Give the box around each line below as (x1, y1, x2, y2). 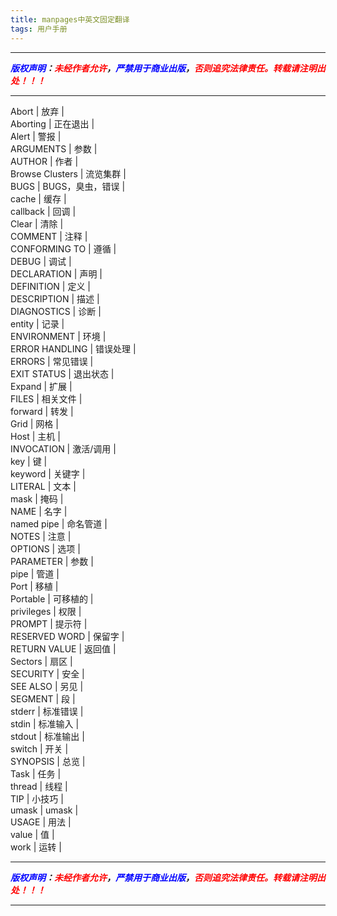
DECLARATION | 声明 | (10, 267, 103, 280)
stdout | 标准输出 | (10, 730, 85, 742)
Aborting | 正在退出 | (10, 117, 95, 130)
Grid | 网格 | (10, 417, 59, 430)
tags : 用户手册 (10, 24, 68, 34)
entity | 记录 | (10, 317, 65, 330)
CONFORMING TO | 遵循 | (10, 242, 117, 255)
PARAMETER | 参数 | (10, 555, 94, 567)
